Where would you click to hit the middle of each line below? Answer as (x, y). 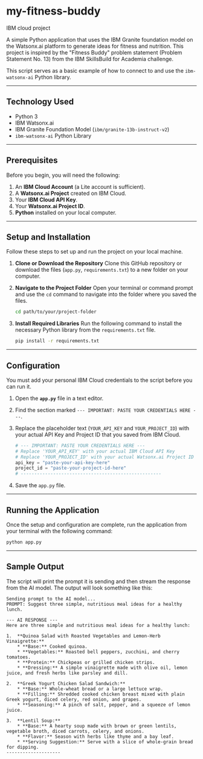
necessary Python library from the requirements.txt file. (85, 330)
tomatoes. (19, 657)
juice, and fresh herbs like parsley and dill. (67, 673)
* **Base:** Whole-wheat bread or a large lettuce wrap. (90, 689)
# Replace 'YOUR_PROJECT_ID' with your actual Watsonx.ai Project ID (105, 457)
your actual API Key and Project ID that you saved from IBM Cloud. (98, 435)
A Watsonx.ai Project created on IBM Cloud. (71, 193)
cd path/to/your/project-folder (56, 312)
